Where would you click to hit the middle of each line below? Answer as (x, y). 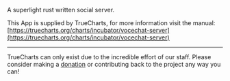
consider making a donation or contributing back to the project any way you (114, 64)
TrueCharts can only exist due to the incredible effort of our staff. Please (109, 57)
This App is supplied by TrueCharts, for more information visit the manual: (111, 23)
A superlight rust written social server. (61, 10)
